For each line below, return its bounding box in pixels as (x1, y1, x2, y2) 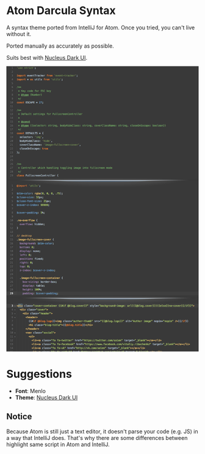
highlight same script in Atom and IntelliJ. (6, 441, 110, 448)
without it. (6, 30, 32, 37)
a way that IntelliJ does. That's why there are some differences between (6, 434, 188, 441)
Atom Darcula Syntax (6, 4, 116, 18)
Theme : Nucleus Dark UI (15, 394, 78, 401)
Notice (6, 411, 32, 422)
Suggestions (6, 367, 72, 381)
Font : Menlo (15, 387, 46, 394)
